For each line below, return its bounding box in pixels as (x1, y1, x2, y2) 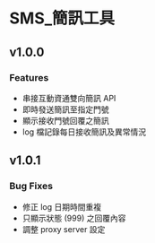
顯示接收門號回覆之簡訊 (22, 115, 109, 126)
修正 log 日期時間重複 (22, 201, 102, 212)
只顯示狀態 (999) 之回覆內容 (22, 213, 126, 223)
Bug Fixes (9, 180, 54, 193)
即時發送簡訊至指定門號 (22, 104, 109, 115)
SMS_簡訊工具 (9, 8, 116, 29)
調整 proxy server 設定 (22, 223, 106, 234)
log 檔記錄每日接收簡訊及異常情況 (22, 126, 147, 137)
